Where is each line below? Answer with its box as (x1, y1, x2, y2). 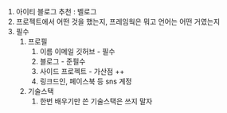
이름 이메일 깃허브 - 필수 (39, 47, 115, 56)
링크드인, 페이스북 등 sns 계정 (39, 76, 132, 86)
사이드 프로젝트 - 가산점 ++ (39, 67, 125, 76)
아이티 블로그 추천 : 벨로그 (15, 7, 97, 16)
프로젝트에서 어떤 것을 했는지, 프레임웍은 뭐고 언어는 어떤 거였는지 (15, 17, 221, 26)
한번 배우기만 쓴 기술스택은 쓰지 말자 (39, 96, 153, 106)
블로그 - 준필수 (39, 56, 86, 66)
